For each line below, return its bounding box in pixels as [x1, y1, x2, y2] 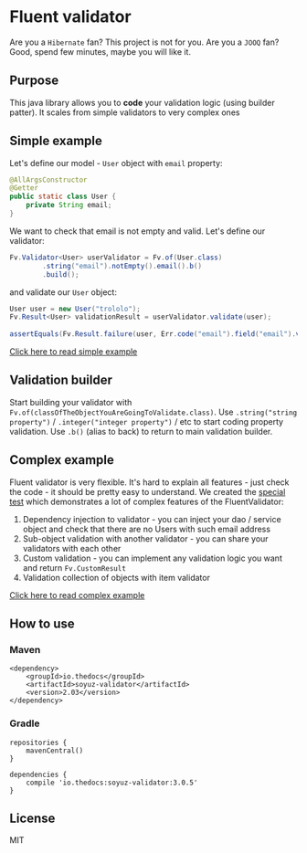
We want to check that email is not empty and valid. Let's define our [9, 226, 266, 237]
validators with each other [22, 542, 122, 553]
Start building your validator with [9, 396, 132, 407]
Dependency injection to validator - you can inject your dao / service [22, 513, 281, 524]
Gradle [9, 717, 40, 730]
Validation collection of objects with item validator [22, 572, 210, 583]
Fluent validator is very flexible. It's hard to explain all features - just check [9, 477, 290, 488]
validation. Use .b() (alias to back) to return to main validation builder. [9, 426, 273, 437]
